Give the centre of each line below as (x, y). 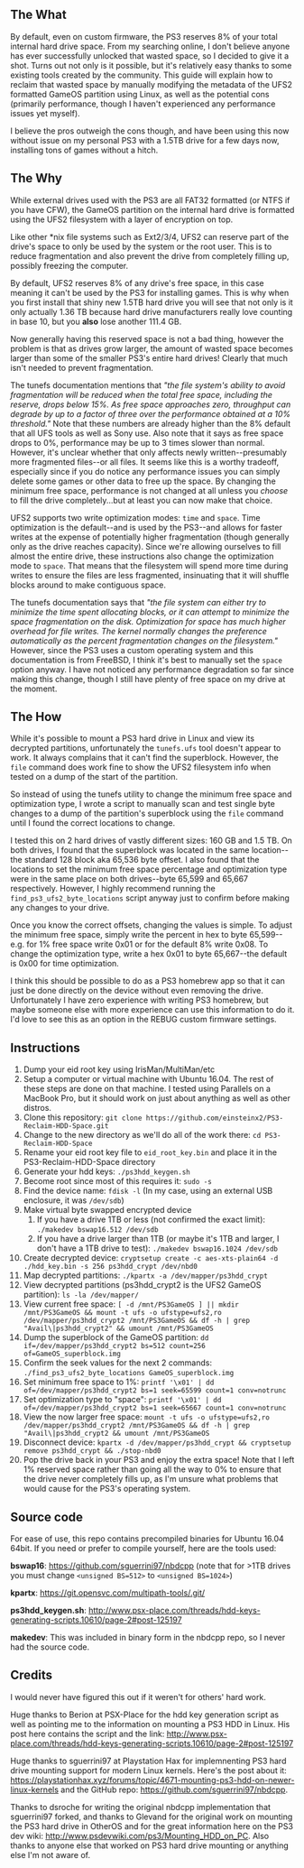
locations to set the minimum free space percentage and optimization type (149, 869)
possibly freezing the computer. (69, 265)
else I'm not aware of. (51, 1854)
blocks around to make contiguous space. (88, 585)
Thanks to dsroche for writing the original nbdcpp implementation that (141, 1807)
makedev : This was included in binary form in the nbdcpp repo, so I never (148, 1638)
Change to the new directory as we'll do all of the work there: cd (142, 1135)
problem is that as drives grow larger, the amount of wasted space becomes (152, 348)
